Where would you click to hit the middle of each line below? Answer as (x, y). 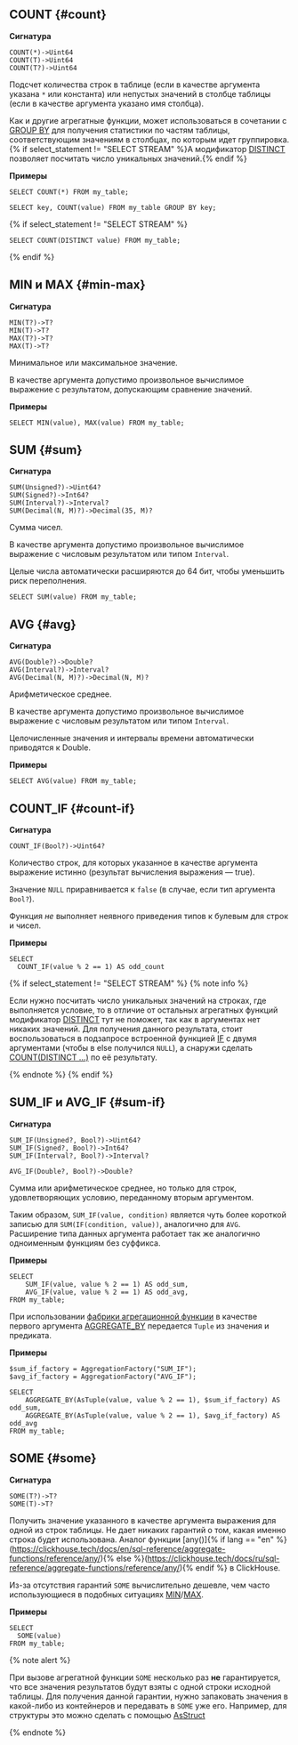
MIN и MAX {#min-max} (77, 285)
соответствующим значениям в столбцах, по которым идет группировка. (149, 139)
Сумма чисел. (36, 528)
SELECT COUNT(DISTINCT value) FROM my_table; (95, 240)
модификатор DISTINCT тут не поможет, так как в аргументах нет (135, 1020)
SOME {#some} (53, 1458)
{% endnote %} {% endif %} (61, 1075)
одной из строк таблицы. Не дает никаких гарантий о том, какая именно (148, 1530)
